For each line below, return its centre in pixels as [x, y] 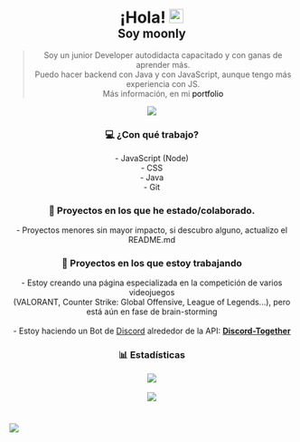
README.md [152, 239]
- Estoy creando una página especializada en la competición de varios [152, 283]
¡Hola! [143, 18]
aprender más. [163, 65]
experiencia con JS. [163, 84]
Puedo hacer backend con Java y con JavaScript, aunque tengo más [163, 74]
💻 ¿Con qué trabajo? [152, 135]
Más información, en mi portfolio [163, 94]
